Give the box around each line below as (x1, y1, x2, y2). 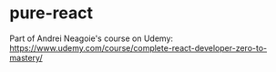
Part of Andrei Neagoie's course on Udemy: (9, 33, 174, 44)
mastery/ (9, 52, 43, 63)
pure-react (9, 3, 94, 24)
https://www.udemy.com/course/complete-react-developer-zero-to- (9, 42, 267, 53)
